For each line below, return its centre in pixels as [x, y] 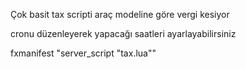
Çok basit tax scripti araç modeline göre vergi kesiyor [120, 14]
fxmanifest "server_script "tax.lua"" [83, 53]
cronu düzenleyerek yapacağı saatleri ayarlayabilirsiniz [123, 33]
